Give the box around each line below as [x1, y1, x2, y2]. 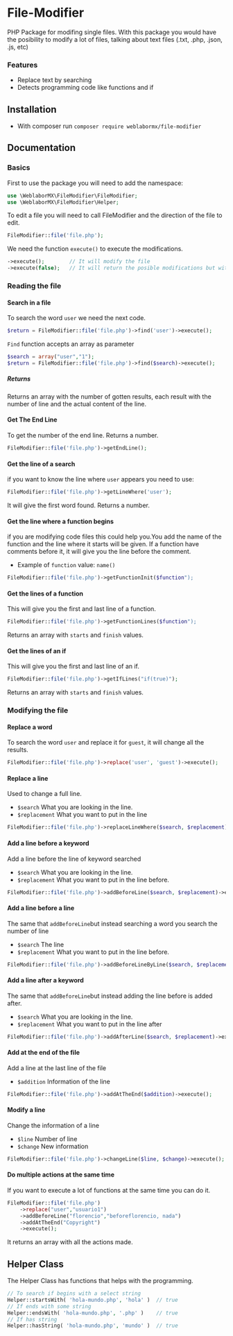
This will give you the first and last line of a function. [7, 605, 156, 613]
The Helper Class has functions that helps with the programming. [7, 1277, 193, 1285]
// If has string [7, 1316, 58, 1323]
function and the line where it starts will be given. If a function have [7, 540, 200, 548]
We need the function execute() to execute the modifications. [7, 245, 184, 253]
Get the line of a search [7, 459, 76, 468]
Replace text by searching [17, 76, 92, 84]
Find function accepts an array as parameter [7, 340, 135, 349]
